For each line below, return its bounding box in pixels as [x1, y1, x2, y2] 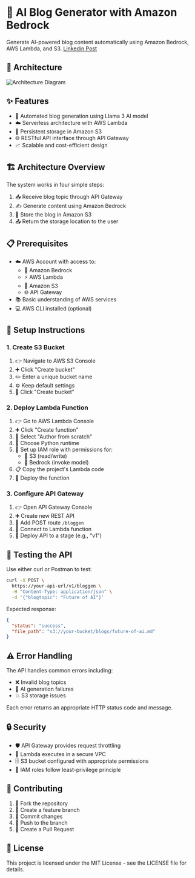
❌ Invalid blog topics [15, 679, 67, 686]
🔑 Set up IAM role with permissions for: [15, 446, 113, 454]
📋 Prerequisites [6, 238, 68, 249]
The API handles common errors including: [6, 667, 113, 674]
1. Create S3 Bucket [6, 343, 65, 351]
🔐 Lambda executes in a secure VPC [15, 750, 106, 757]
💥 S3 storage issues [15, 692, 67, 699]
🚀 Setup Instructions [6, 324, 85, 335]
